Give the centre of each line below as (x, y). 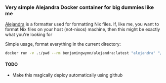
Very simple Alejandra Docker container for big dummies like (80, 7)
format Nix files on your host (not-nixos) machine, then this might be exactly (83, 29)
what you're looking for (29, 35)
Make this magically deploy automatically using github (67, 75)
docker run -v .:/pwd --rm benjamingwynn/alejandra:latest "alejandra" (80, 53)
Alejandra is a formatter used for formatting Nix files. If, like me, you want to (82, 24)
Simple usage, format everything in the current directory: (63, 44)
